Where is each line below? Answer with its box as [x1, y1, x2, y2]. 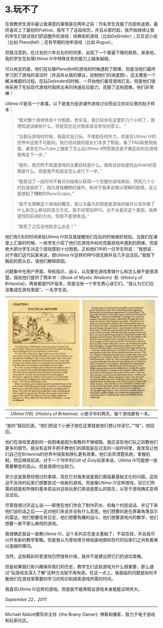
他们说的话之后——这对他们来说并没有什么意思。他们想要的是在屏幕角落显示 [5, 508, 158, 514]
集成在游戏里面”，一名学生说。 [9, 287, 71, 292]
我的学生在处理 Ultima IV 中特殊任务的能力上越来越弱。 [5, 55, 113, 61]
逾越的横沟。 [9, 543, 35, 549]
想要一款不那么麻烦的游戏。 [5, 520, 61, 526]
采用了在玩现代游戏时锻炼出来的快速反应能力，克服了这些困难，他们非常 [9, 84, 154, 90]
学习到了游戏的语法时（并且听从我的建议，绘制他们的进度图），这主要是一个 [5, 72, 156, 78]
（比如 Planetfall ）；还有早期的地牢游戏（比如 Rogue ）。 [5, 39, 115, 45]
